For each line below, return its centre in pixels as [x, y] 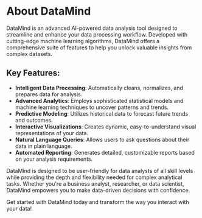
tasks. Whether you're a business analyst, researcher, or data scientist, [95, 183]
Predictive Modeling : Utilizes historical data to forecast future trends [102, 113]
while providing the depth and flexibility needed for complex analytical [94, 177]
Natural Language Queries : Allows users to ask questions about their [102, 139]
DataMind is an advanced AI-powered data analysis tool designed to [92, 28]
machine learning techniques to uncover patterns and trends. [92, 107]
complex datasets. [30, 54]
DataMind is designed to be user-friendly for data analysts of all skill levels [100, 171]
